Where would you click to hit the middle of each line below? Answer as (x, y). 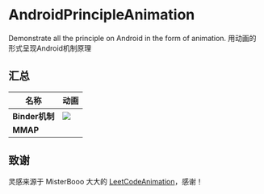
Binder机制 (34, 116)
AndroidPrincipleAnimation (102, 15)
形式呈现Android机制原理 (50, 48)
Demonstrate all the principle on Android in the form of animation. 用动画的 (132, 38)
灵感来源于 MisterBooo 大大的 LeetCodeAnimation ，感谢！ (106, 181)
